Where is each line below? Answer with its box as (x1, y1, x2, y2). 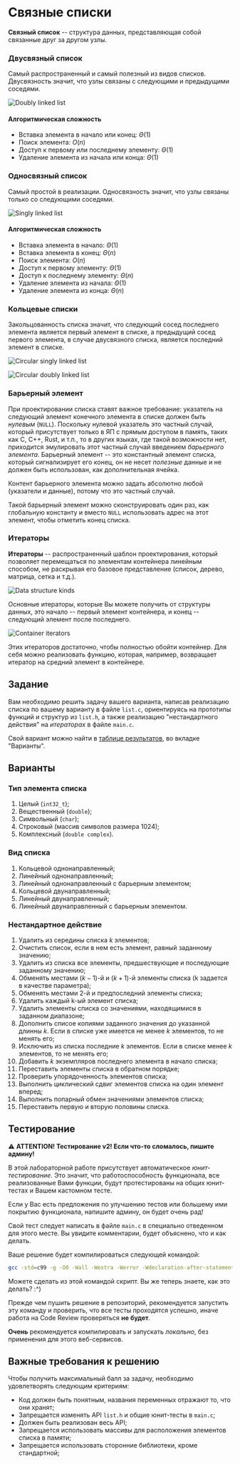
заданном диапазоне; (18, 1011, 85, 1020)
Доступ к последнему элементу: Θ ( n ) (18, 271, 134, 279)
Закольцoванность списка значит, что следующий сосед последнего (8, 320, 219, 329)
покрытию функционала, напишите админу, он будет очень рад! (8, 1207, 204, 1216)
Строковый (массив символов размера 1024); (18, 823, 160, 831)
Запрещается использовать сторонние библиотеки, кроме (18, 1441, 198, 1450)
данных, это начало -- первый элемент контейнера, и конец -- (8, 607, 199, 616)
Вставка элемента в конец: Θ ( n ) (18, 248, 116, 257)
